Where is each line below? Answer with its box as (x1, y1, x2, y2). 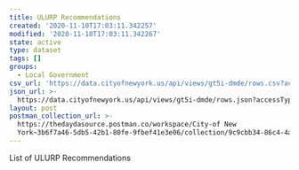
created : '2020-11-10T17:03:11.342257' (9, 21, 158, 30)
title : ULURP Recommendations (9, 12, 122, 22)
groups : (9, 63, 38, 72)
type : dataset (9, 46, 62, 55)
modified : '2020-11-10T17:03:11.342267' (9, 29, 162, 38)
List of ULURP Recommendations (9, 152, 132, 163)
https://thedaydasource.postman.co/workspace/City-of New (17, 120, 238, 129)
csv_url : (9, 79, 42, 88)
